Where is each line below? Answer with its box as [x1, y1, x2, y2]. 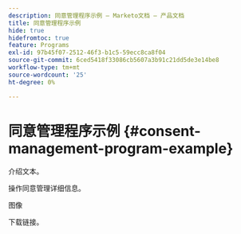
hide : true [8, 26, 45, 34]
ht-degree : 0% [8, 78, 56, 86]
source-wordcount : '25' [8, 71, 88, 79]
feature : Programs [8, 41, 69, 49]
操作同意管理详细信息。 [8, 184, 85, 193]
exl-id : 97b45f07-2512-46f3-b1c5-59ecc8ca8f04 [8, 49, 166, 57]
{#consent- [123, 122, 201, 140]
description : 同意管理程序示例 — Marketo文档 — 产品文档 [8, 11, 185, 20]
